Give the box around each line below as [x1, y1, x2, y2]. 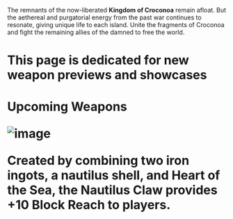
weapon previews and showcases [7, 67, 207, 83]
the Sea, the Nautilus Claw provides [7, 182, 218, 198]
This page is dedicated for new [7, 52, 189, 68]
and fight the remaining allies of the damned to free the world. [7, 28, 185, 36]
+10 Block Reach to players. [7, 197, 171, 213]
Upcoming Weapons [7, 99, 127, 115]
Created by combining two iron [7, 153, 190, 169]
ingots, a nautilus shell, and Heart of [7, 168, 220, 184]
